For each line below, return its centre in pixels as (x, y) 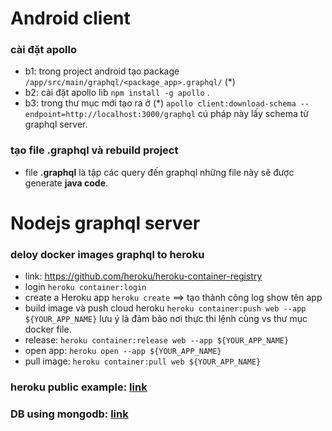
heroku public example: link (79, 387)
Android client (70, 18)
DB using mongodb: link (69, 414)
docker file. (48, 329)
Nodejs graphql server (105, 223)
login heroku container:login (85, 287)
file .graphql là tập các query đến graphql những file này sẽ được (159, 172)
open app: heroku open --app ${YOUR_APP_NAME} (123, 351)
